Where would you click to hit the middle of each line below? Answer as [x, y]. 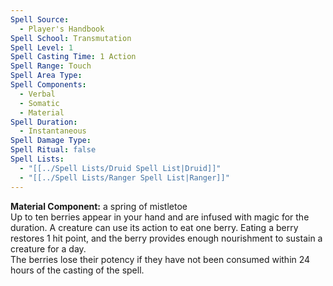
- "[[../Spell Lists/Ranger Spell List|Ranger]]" [124, 177]
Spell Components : [48, 85]
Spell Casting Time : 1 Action [73, 57]
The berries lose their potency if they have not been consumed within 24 [160, 259]
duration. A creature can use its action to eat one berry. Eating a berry [154, 227]
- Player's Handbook [62, 29]
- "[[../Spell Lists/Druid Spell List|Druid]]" [120, 168]
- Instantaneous [53, 131]
